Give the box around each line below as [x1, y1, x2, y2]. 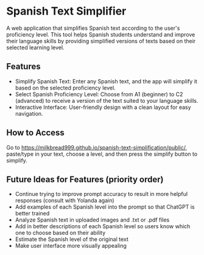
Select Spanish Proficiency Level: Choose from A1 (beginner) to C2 [15, 90, 183, 98]
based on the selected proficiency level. [15, 84, 116, 91]
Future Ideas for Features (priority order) [6, 174, 164, 184]
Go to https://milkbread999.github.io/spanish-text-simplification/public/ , [6, 144, 188, 151]
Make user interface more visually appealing [15, 242, 127, 250]
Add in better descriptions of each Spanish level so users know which [15, 223, 191, 230]
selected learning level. [6, 44, 65, 51]
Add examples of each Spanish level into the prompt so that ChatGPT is [15, 203, 195, 211]
